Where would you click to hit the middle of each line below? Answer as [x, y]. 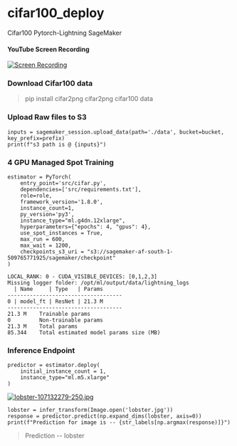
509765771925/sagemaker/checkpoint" [62, 258]
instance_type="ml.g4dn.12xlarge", [73, 221]
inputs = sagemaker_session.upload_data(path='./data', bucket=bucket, [116, 132]
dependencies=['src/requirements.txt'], [81, 190]
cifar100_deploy [56, 13]
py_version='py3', [47, 215]
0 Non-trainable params [55, 320]
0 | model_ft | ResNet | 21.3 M [55, 302]
